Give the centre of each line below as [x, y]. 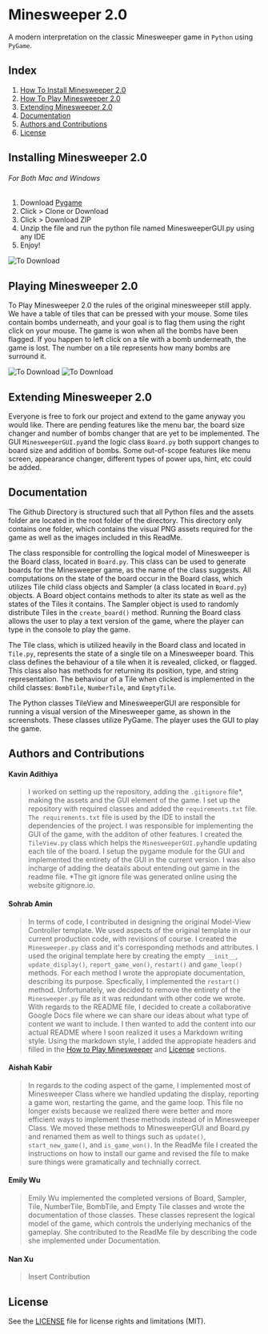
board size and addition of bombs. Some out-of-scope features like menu [129, 450]
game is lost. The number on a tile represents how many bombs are [119, 348]
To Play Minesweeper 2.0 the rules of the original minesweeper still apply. [130, 305]
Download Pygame [51, 203]
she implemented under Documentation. [94, 1240]
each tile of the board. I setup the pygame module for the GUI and [136, 851]
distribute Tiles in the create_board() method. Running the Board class [125, 612]
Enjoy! [30, 245]
